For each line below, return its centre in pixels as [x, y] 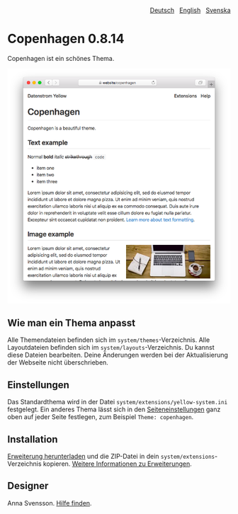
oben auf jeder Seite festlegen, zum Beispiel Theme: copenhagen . [101, 417]
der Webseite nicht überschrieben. [58, 362]
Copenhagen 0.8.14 [66, 39]
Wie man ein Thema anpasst [72, 322]
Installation [33, 439]
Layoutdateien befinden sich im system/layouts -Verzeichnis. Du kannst [111, 348]
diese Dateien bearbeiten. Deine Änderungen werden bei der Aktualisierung [118, 355]
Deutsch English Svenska [190, 10]
